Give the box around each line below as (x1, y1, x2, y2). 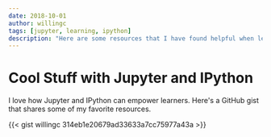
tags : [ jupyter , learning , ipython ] (8, 27, 131, 35)
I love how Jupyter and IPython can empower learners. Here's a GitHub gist (8, 96, 260, 106)
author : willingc (8, 19, 67, 27)
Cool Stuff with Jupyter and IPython (8, 69, 254, 87)
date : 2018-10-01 (8, 11, 67, 20)
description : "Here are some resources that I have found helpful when (8, 34, 254, 43)
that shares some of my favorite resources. (8, 104, 152, 114)
